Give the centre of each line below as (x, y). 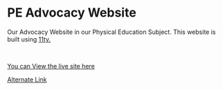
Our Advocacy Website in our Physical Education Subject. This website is (111, 32)
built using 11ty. (29, 39)
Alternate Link (27, 79)
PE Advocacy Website (72, 13)
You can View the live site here (51, 66)
